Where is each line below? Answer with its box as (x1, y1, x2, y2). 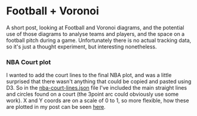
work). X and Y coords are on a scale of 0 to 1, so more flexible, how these (6, 97, 189, 104)
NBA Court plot (6, 58, 51, 66)
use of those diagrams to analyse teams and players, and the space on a (6, 30, 185, 37)
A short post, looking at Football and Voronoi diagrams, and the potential (6, 24, 184, 31)
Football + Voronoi (6, 4, 100, 18)
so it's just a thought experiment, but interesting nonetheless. (6, 43, 157, 50)
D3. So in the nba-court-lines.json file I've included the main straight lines (6, 84, 187, 91)
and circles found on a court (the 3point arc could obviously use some (6, 91, 179, 98)
